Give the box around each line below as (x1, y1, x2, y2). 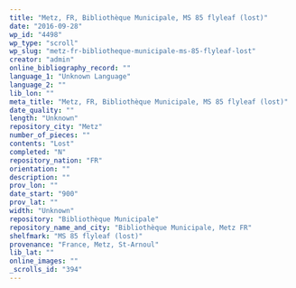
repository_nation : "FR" (9, 155, 103, 165)
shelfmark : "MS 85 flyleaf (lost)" (9, 231, 143, 240)
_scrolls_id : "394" (9, 265, 83, 274)
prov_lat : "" (9, 198, 59, 208)
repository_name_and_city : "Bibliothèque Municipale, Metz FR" (9, 223, 253, 232)
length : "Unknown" (9, 114, 79, 123)
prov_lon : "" (9, 181, 59, 190)
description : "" (9, 172, 70, 181)
